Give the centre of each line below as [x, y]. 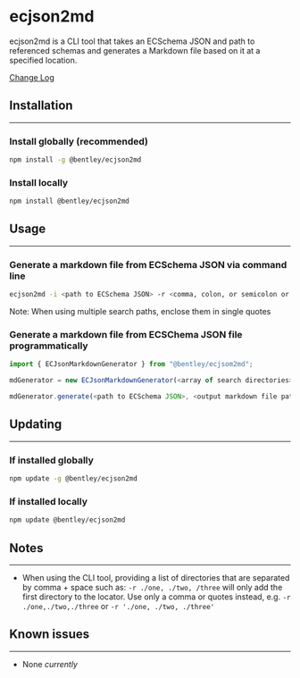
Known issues [50, 635]
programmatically [49, 346]
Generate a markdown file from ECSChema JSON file [126, 335]
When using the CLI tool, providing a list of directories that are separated [156, 577]
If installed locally [48, 501]
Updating [36, 425]
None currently [50, 664]
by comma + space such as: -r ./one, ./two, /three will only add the [152, 587]
